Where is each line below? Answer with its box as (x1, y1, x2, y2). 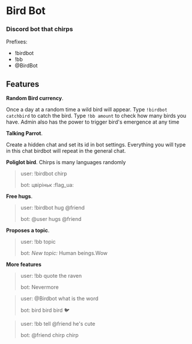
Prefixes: (6, 38, 28, 45)
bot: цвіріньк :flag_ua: (20, 182, 75, 189)
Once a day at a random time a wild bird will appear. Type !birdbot (6, 106, 168, 113)
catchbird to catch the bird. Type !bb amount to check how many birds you (6, 113, 187, 120)
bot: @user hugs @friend (20, 216, 82, 223)
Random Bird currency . (6, 95, 63, 102)
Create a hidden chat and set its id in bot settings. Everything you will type (6, 141, 186, 148)
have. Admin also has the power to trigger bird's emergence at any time (6, 118, 180, 125)
